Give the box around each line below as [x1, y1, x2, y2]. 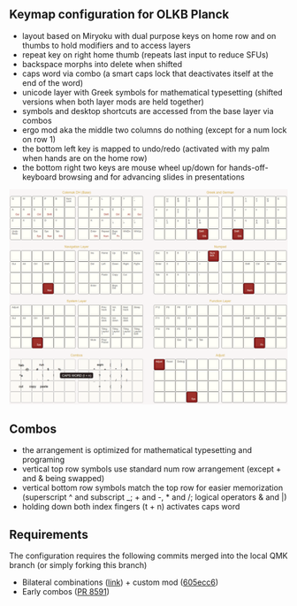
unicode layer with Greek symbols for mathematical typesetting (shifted [21, 87, 283, 97]
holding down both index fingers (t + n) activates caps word [21, 502, 240, 512]
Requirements [9, 526, 88, 542]
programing [21, 455, 65, 465]
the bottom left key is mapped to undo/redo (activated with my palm [21, 143, 270, 154]
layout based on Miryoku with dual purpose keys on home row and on [21, 30, 277, 41]
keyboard [21, 172, 57, 182]
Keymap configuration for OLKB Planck [9, 7, 230, 22]
